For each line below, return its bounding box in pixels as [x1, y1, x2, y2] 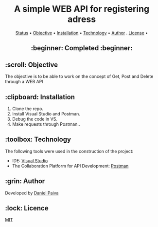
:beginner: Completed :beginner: [31, 44, 133, 52]
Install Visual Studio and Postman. [12, 111, 80, 116]
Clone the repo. [12, 106, 44, 112]
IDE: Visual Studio [12, 157, 48, 164]
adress [67, 14, 96, 25]
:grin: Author [5, 177, 45, 186]
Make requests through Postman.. [12, 121, 80, 127]
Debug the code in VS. [12, 116, 57, 122]
